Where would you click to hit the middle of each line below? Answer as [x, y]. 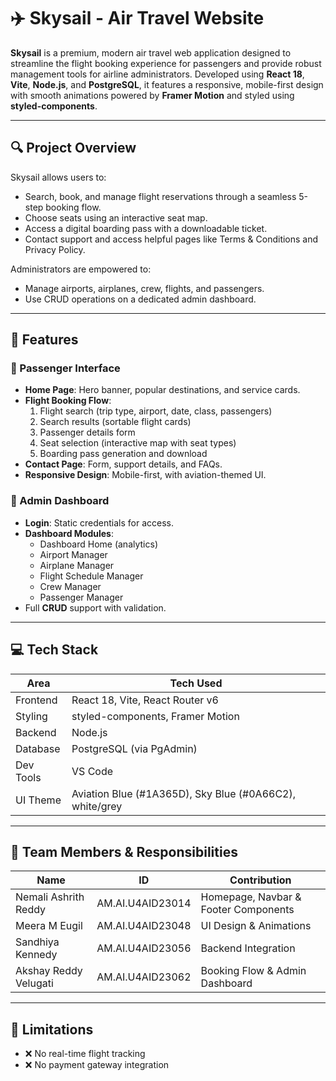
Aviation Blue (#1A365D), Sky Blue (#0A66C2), [183, 793]
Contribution [260, 880]
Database [38, 748]
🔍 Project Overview [73, 148]
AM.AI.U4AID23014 [144, 903]
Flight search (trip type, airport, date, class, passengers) [156, 411]
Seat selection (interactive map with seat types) [138, 443]
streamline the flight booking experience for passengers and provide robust [166, 63]
